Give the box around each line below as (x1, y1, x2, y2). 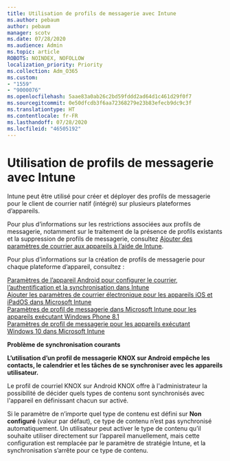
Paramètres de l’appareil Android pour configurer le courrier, (7, 276, 179, 284)
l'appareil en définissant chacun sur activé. (7, 396, 129, 405)
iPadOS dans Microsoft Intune (7, 298, 92, 306)
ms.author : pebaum (7, 17, 60, 23)
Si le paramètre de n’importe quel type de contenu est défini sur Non (7, 410, 202, 418)
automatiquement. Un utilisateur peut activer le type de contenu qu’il (7, 425, 201, 433)
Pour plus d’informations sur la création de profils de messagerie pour (7, 255, 205, 264)
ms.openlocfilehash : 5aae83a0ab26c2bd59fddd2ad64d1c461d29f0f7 (7, 94, 192, 100)
